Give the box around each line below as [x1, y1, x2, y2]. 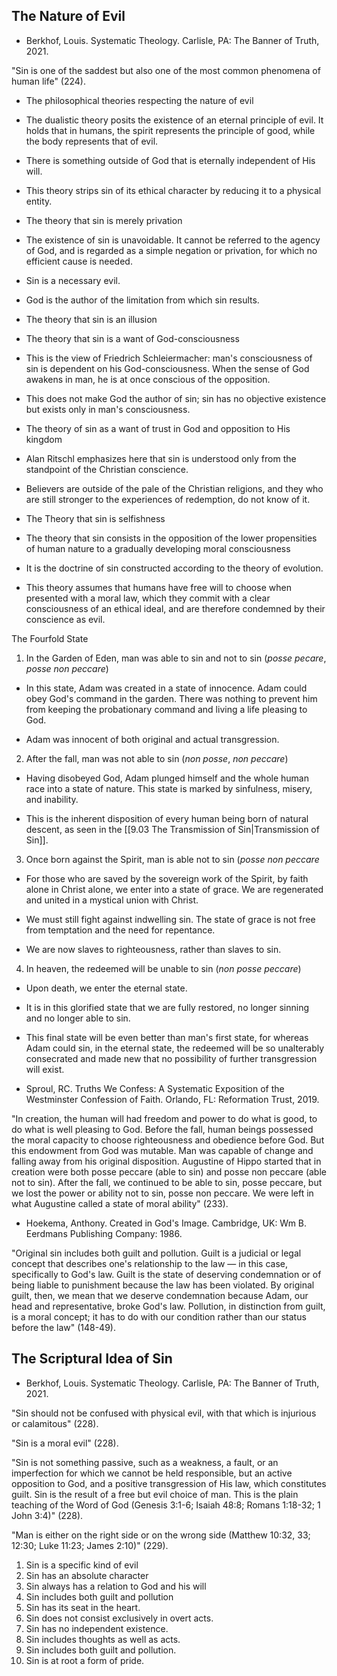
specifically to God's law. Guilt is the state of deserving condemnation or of [11, 1268, 322, 1280]
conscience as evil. [25, 613, 106, 625]
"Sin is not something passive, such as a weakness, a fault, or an [11, 1456, 279, 1468]
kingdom [25, 433, 63, 445]
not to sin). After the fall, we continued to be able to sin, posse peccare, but [11, 1176, 323, 1188]
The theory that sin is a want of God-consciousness [25, 332, 240, 344]
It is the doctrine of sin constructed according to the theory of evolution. [25, 562, 324, 574]
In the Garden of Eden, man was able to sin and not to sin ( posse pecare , [25, 652, 327, 664]
